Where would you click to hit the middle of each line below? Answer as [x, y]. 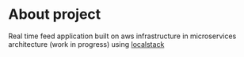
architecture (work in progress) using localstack [86, 44]
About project [55, 14]
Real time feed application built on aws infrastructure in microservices [122, 36]
